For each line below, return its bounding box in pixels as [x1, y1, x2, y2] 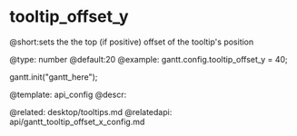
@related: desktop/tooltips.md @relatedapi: [9, 106, 173, 117]
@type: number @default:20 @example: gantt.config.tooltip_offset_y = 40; [9, 53, 288, 64]
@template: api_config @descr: [9, 89, 127, 100]
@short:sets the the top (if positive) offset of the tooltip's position [9, 36, 254, 47]
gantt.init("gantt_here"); [9, 71, 98, 83]
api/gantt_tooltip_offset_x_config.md [9, 116, 145, 127]
